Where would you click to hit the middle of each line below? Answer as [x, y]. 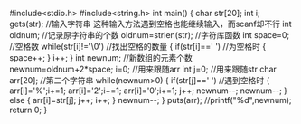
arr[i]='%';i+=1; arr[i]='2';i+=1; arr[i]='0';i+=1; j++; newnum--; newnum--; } [148, 91]
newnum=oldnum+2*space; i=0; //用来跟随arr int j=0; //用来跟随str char [143, 69]
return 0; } [28, 110]
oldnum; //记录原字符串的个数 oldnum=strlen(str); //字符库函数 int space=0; [150, 35]
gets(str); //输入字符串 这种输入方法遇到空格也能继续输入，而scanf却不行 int [150, 24]
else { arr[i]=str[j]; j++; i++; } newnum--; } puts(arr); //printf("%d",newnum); [150, 100]
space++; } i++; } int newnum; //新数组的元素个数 [101, 57]
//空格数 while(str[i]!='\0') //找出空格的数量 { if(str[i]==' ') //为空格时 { [138, 46]
